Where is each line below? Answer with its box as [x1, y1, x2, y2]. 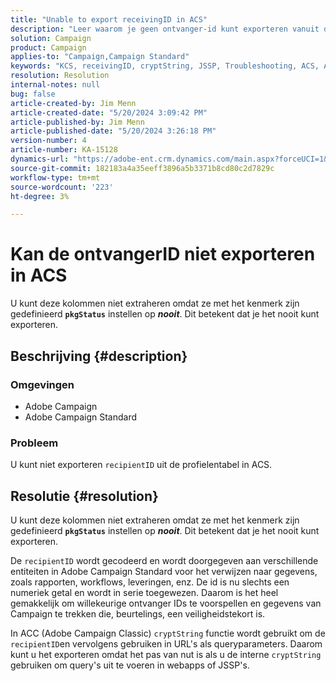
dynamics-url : [10, 154, 70, 164]
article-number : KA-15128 [10, 145, 118, 155]
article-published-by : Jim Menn [10, 117, 145, 127]
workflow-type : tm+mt [10, 172, 101, 183]
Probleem [10, 436, 59, 450]
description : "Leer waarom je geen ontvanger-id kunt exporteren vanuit [10, 24, 320, 34]
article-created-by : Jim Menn [10, 98, 137, 108]
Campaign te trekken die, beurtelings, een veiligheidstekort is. [10, 607, 266, 620]
